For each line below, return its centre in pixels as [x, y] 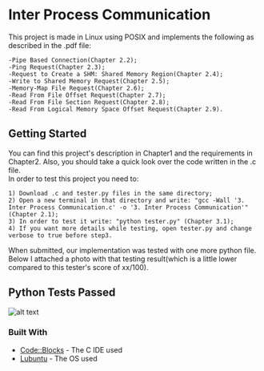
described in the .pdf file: [50, 45]
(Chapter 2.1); [34, 214]
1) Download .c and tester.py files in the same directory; [111, 193]
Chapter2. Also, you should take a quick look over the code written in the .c [132, 161]
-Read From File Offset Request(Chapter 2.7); [87, 95]
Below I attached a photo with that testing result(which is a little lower [123, 259]
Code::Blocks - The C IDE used [71, 349]
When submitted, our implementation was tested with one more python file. [132, 250]
